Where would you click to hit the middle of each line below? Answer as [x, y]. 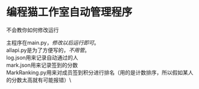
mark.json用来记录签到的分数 [42, 65]
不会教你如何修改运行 [32, 30]
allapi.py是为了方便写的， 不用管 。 [48, 50]
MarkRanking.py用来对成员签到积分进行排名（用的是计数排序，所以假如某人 [100, 72]
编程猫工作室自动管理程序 [70, 12]
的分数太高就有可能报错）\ [39, 80]
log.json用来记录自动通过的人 [42, 57]
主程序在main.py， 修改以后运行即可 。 [53, 42]
